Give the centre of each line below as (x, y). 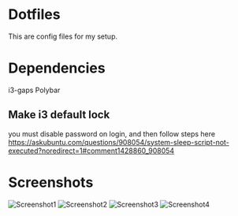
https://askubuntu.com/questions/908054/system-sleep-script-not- (119, 142)
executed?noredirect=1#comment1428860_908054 (91, 151)
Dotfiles (34, 15)
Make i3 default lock (59, 115)
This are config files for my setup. (63, 36)
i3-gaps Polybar (34, 90)
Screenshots (51, 182)
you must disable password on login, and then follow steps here (112, 134)
